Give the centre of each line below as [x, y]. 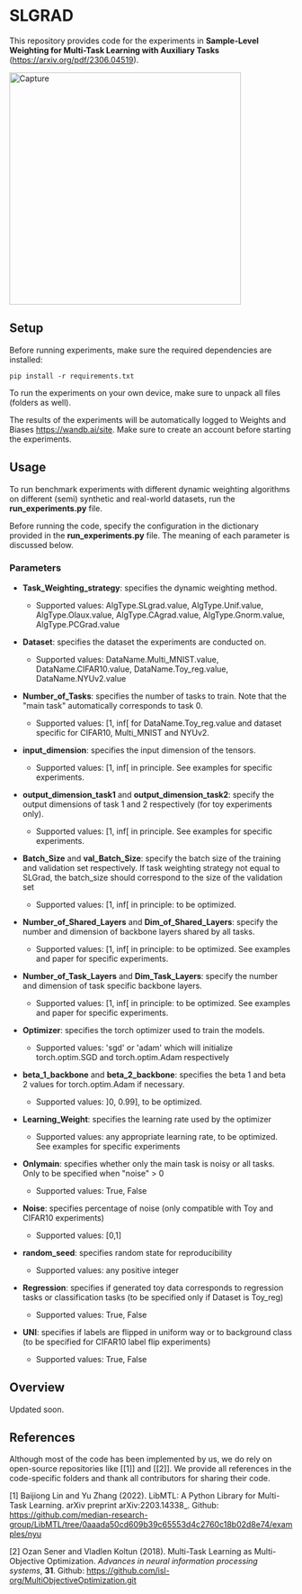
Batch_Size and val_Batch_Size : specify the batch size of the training [151, 858]
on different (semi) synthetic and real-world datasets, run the [122, 499]
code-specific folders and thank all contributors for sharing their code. [140, 1479]
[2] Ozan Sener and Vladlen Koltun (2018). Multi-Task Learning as [131, 1552]
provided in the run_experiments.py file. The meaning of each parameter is [150, 535]
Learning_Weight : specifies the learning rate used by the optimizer [147, 1119]
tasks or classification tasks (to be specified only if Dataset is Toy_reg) [153, 1297]
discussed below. [41, 545]
